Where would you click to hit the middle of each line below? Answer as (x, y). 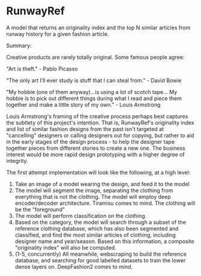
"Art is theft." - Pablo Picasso (42, 69)
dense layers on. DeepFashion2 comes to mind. (74, 266)
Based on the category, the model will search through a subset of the (100, 222)
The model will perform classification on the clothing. (81, 216)
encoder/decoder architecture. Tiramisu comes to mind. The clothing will (105, 203)
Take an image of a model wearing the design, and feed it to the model (102, 184)
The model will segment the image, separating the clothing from (94, 190)
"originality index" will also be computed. (65, 247)
